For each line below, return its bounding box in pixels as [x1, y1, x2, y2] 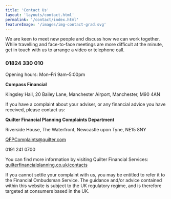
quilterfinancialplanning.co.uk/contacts [5, 162, 88, 168]
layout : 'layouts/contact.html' [5, 12, 74, 17]
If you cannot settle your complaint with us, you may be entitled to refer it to [5, 171, 165, 177]
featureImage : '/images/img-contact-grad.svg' [5, 22, 106, 27]
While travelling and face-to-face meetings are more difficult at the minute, [5, 42, 163, 48]
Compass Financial [5, 81, 47, 87]
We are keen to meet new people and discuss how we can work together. [5, 36, 160, 42]
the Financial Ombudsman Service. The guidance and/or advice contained [5, 177, 162, 183]
